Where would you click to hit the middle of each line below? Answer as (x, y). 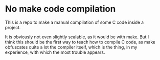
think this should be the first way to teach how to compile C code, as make (80, 42)
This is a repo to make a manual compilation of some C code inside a (74, 22)
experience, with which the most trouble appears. (55, 52)
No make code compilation (60, 9)
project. (13, 27)
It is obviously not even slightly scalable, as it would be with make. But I (77, 37)
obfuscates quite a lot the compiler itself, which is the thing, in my (71, 47)
